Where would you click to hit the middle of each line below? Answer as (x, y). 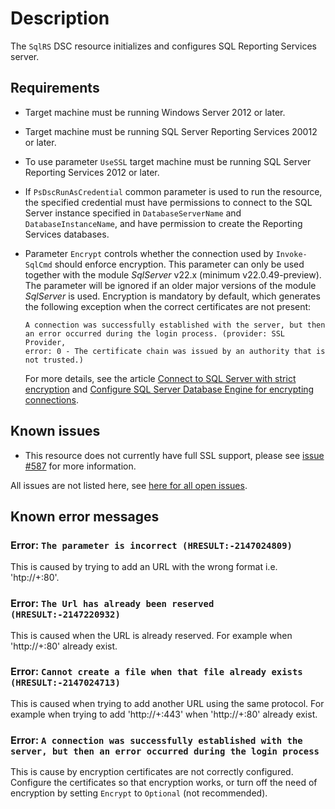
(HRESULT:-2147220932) (65, 615)
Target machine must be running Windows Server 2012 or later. (155, 112)
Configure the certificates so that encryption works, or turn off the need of (164, 783)
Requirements (55, 88)
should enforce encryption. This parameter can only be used (179, 264)
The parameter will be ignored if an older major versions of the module (170, 285)
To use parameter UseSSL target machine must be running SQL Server (168, 161)
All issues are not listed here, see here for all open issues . (129, 485)
